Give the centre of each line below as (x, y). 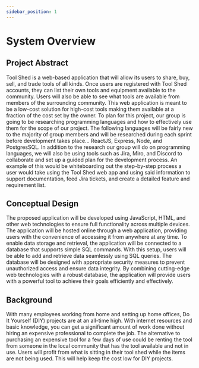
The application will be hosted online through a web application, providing (97, 230)
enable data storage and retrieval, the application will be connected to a (94, 243)
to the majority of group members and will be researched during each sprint (99, 134)
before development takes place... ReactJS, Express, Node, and (84, 141)
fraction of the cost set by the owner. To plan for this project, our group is (96, 115)
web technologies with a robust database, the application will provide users (99, 275)
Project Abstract (37, 63)
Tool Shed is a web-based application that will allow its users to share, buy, (98, 77)
